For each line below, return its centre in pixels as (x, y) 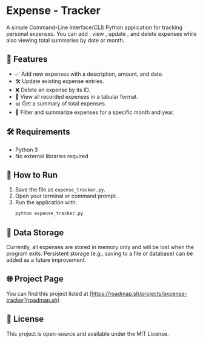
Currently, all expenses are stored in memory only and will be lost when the (100, 247)
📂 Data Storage (35, 232)
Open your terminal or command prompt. (66, 196)
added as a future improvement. (46, 260)
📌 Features (27, 59)
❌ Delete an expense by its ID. (53, 90)
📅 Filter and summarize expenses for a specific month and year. (95, 112)
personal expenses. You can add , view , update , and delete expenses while (101, 33)
